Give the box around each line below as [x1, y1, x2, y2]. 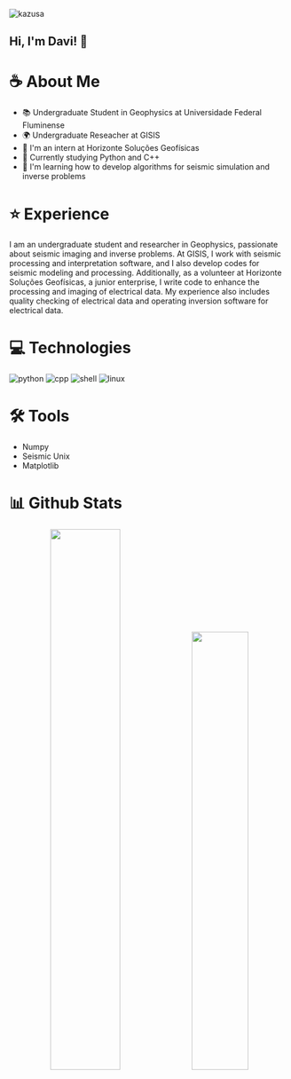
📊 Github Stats [9, 493, 122, 514]
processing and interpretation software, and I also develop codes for [9, 258, 260, 269]
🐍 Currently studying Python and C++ [21, 152, 161, 163]
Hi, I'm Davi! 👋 [9, 34, 89, 49]
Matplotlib [21, 461, 59, 471]
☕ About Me [9, 71, 100, 91]
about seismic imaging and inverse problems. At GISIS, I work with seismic [9, 248, 282, 259]
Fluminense [21, 120, 65, 130]
